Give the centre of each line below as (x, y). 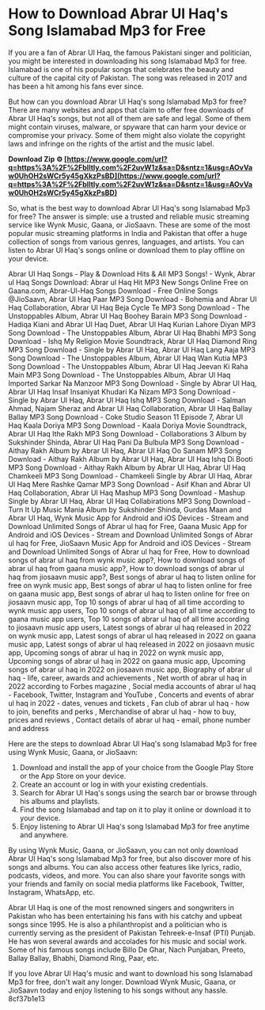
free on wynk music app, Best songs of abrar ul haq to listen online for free (130, 585)
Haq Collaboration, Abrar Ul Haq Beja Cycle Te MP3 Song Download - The (129, 307)
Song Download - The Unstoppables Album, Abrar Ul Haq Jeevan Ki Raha (128, 366)
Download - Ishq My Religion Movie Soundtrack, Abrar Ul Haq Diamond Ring (132, 341)
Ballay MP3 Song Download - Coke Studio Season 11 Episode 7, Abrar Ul (126, 417)
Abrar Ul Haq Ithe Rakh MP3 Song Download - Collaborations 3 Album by (127, 433)
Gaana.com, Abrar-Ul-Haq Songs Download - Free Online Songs (113, 291)
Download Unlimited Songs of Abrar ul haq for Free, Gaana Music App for (128, 526)
